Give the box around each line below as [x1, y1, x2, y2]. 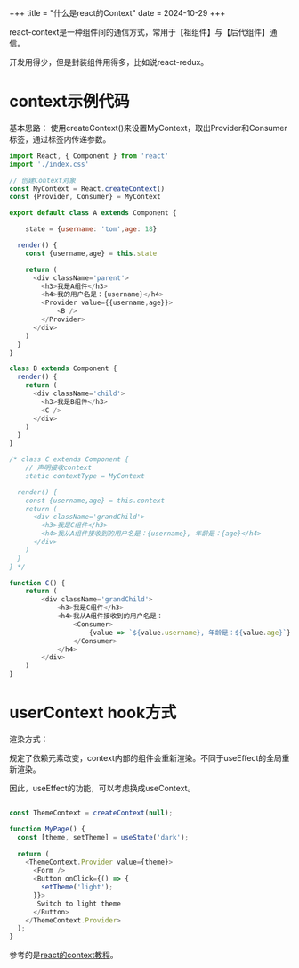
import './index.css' [9, 160, 90, 169]
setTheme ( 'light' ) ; [41, 882, 114, 891]
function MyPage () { [9, 824, 86, 833]
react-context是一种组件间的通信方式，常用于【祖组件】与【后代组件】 [9, 27, 270, 37]
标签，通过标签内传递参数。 [9, 133, 111, 145]
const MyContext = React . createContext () [9, 184, 166, 194]
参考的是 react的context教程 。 [9, 949, 118, 961]
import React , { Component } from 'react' [9, 151, 169, 161]
